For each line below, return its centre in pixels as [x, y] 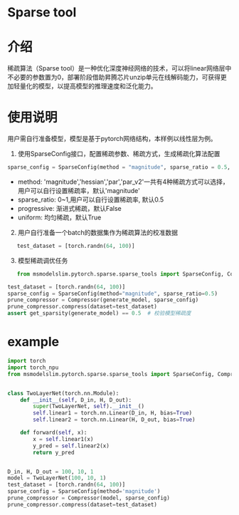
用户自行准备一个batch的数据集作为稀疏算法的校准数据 [98, 232]
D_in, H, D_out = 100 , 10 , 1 [51, 472]
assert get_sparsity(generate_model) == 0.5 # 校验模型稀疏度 [99, 313]
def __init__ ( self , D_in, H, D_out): [76, 400]
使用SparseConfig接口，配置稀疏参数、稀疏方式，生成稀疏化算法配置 [119, 154]
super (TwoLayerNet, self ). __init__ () [89, 407]
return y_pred [54, 452]
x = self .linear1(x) [63, 439]
